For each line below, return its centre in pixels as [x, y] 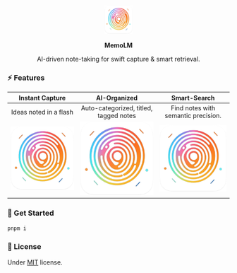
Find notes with [193, 108]
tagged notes [117, 116]
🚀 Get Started [31, 213]
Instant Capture [42, 98]
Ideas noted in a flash [42, 112]
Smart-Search [193, 98]
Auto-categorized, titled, [117, 108]
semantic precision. [193, 116]
